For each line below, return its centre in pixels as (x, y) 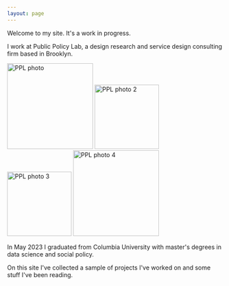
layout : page (26, 13)
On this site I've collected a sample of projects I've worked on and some (109, 267)
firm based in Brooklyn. (40, 53)
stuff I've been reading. (40, 274)
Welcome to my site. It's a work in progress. (69, 33)
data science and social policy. (50, 254)
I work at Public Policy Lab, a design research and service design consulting (115, 46)
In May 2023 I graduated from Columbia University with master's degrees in (114, 247)
